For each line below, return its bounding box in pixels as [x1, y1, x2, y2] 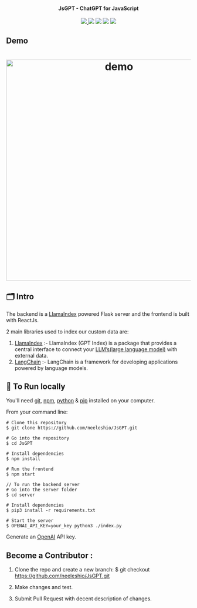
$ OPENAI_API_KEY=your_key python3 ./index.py [6, 523, 122, 529]
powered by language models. [14, 364, 88, 371]
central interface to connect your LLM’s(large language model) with [14, 345, 178, 353]
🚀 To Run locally [6, 381, 66, 391]
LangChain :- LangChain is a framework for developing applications [14, 358, 178, 365]
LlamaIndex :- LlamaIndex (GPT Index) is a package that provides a [14, 339, 177, 346]
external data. [14, 352, 49, 359]
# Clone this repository [6, 420, 67, 426]
